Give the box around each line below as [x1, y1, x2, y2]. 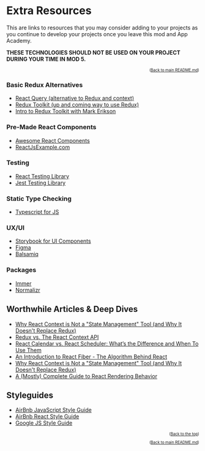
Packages [6, 266, 37, 275]
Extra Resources [6, 4, 92, 18]
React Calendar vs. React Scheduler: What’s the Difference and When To [15, 339, 199, 347]
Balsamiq [15, 251, 39, 258]
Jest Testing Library [15, 179, 66, 186]
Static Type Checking [6, 194, 72, 203]
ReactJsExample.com [15, 143, 70, 151]
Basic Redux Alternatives [6, 80, 83, 89]
